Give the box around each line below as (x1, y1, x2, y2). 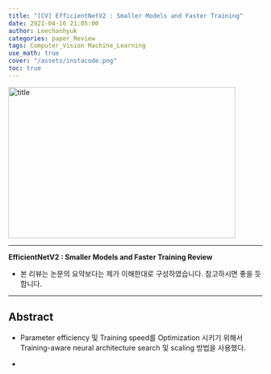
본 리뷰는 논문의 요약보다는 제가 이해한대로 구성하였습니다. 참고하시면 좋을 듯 (19, 268, 262, 278)
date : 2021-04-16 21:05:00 (8, 19, 99, 27)
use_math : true (8, 49, 60, 57)
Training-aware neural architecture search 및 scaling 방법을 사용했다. (19, 343, 246, 352)
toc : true (8, 64, 42, 73)
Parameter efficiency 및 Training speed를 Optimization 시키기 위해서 (19, 332, 244, 343)
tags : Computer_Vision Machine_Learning (8, 42, 147, 50)
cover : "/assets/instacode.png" (8, 57, 117, 65)
